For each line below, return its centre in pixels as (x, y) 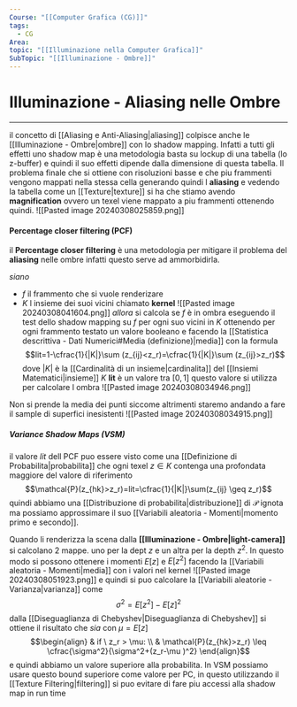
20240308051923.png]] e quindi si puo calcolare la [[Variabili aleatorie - (141, 580)
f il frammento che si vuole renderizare (92, 294)
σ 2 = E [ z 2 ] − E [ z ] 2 (148, 604)
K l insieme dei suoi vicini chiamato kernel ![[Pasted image (129, 304)
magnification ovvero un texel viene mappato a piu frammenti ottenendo (142, 201)
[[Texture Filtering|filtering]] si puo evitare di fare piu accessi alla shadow (142, 684)
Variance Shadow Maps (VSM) (67, 434)
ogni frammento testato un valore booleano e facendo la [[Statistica (145, 332)
